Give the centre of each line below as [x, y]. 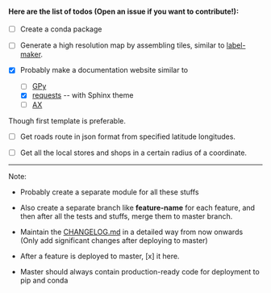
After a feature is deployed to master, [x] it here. [100, 256]
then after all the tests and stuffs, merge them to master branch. [126, 216]
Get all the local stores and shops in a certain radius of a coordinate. [133, 153]
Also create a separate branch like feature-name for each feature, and [138, 207]
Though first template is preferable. [67, 120]
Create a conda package [61, 29]
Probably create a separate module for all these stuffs [109, 192]
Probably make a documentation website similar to [104, 70]
